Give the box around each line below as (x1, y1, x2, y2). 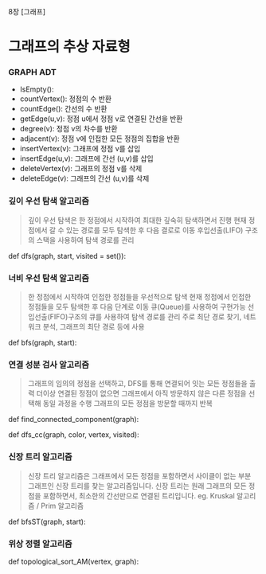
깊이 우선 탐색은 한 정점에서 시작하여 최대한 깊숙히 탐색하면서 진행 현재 (27, 215, 247, 225)
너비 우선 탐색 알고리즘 (8, 272, 90, 283)
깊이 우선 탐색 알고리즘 (8, 196, 90, 207)
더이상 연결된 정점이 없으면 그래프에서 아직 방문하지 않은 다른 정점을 (36, 389, 247, 398)
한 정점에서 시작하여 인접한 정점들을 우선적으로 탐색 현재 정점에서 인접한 (27, 292, 252, 302)
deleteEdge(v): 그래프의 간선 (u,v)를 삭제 (19, 174, 150, 183)
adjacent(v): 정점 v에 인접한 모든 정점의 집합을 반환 (19, 134, 181, 143)
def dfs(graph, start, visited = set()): (8, 251, 126, 260)
